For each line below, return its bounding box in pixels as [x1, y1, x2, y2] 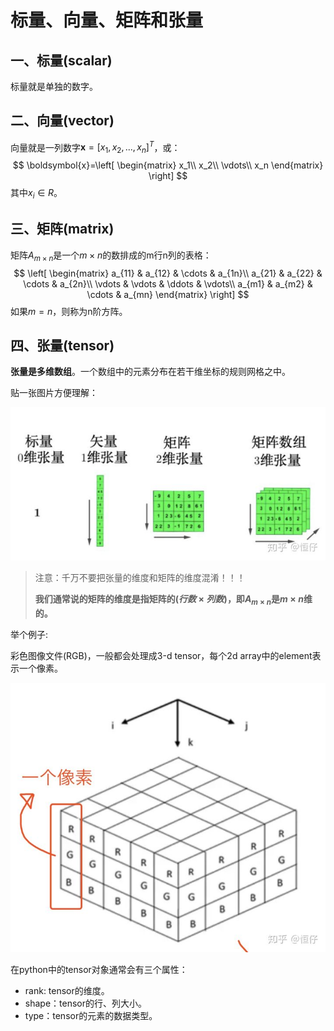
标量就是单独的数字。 [10, 81, 98, 92]
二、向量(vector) [10, 112, 115, 130]
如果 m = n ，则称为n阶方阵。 [10, 305, 128, 317]
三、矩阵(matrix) [10, 221, 115, 238]
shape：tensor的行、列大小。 [24, 997, 147, 1010]
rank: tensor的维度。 [24, 985, 110, 997]
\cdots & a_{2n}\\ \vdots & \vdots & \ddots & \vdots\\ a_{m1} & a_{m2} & [23, 277, 313, 290]
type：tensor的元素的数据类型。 [24, 1010, 158, 1022]
